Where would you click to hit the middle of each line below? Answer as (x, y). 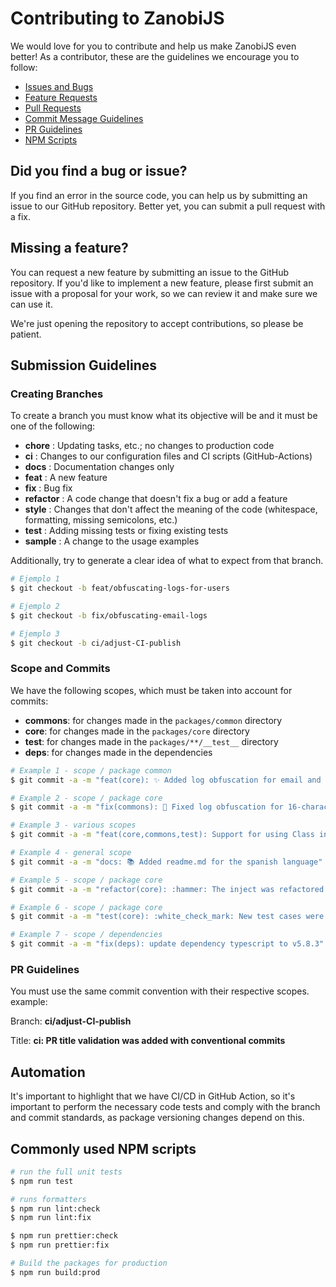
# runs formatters (48, 1199)
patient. (26, 334)
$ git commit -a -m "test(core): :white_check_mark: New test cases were (167, 917)
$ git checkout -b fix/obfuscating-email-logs (109, 615)
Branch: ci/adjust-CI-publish (71, 1021)
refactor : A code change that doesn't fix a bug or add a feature (156, 499)
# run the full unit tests (66, 1172)
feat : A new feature (66, 478)
